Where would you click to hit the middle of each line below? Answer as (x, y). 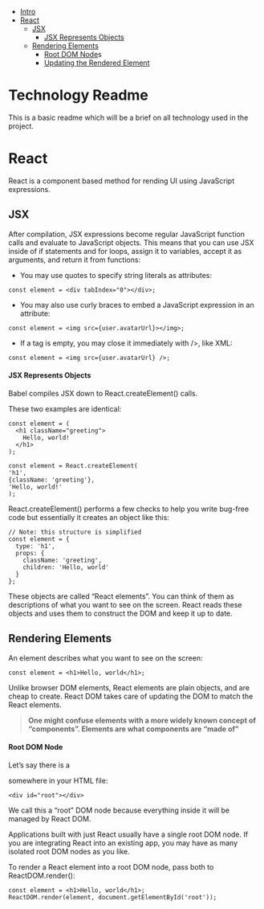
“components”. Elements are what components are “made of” (133, 729)
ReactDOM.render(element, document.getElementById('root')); (113, 897)
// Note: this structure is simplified (75, 532)
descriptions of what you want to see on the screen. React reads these (125, 604)
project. (21, 126)
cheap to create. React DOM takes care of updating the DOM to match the (131, 696)
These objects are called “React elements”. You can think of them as (121, 596)
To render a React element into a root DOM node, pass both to (111, 866)
